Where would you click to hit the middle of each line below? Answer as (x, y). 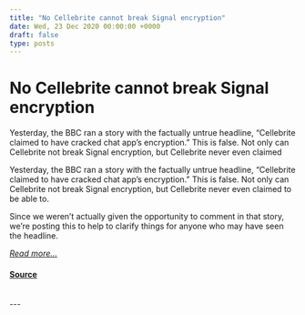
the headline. (34, 236)
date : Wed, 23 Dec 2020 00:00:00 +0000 (85, 26)
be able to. (30, 199)
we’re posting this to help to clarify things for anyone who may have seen (147, 226)
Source (24, 274)
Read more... (33, 254)
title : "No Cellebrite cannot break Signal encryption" (117, 18)
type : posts (32, 43)
